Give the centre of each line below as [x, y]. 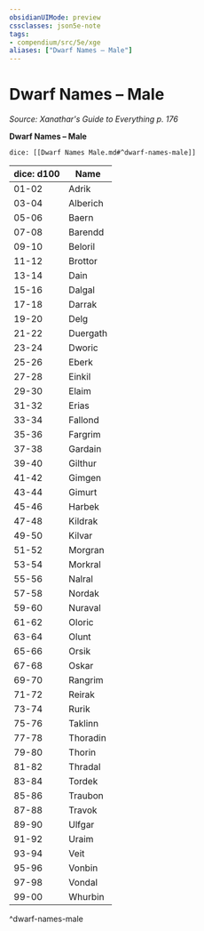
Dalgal [82, 290]
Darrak [83, 305]
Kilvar [81, 536]
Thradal [85, 767]
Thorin [82, 752]
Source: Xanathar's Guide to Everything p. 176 [94, 119]
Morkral [85, 565]
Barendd [86, 232]
